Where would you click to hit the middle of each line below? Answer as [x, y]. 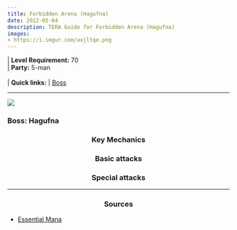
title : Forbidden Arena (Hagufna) [58, 14]
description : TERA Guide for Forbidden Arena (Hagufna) [91, 27]
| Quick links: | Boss [37, 83]
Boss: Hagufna [33, 121]
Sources [119, 204]
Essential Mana [39, 219]
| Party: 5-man [29, 68]
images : [19, 34]
